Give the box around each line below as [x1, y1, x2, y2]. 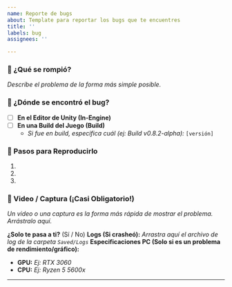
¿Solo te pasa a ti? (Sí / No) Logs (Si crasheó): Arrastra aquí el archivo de [7, 230, 219, 239]
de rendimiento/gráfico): [7, 245, 79, 253]
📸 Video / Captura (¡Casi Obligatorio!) [7, 194, 135, 204]
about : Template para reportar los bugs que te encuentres [7, 17, 181, 24]
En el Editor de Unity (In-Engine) [17, 113, 112, 122]
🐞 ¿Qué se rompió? [7, 65, 72, 75]
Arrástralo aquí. [7, 217, 52, 225]
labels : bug [7, 29, 41, 37]
